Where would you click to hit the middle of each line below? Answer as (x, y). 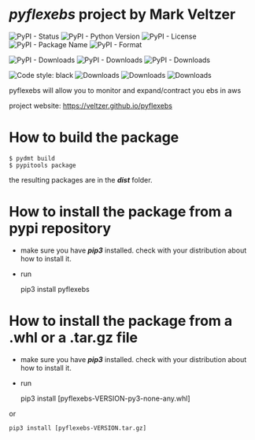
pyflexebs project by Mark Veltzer (122, 15)
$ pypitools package (43, 165)
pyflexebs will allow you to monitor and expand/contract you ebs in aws (125, 90)
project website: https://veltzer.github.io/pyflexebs (91, 105)
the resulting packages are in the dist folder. (81, 179)
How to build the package (94, 137)
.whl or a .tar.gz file (74, 338)
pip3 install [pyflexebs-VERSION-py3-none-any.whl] (105, 398)
